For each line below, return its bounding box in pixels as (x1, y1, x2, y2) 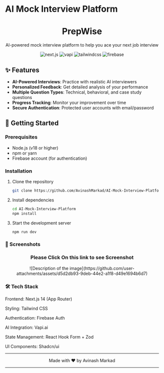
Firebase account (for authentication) (12, 155, 87, 161)
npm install (12, 211, 37, 216)
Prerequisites (5, 134, 38, 141)
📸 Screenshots (5, 241, 41, 248)
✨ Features (5, 66, 40, 74)
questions (12, 94, 33, 100)
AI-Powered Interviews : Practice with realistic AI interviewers (12, 78, 137, 84)
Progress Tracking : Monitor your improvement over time (12, 99, 126, 105)
